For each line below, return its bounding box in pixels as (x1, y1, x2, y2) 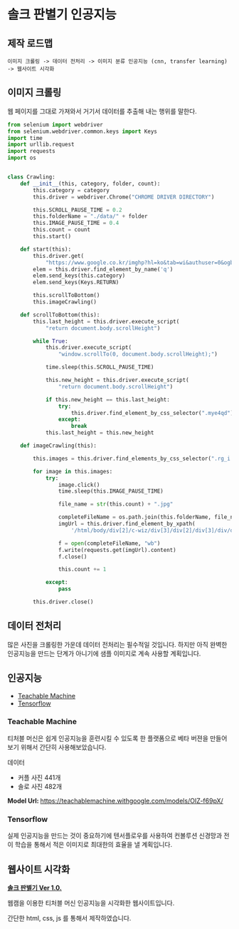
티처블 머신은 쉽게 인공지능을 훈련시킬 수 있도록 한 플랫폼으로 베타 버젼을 (7, 733, 208, 743)
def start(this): (20, 246, 72, 253)
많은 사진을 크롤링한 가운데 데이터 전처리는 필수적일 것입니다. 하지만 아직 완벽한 (7, 640, 228, 648)
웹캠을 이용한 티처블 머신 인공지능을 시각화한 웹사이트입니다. (7, 898, 175, 907)
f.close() (58, 553, 87, 561)
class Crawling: (7, 174, 55, 181)
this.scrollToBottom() (33, 292, 100, 299)
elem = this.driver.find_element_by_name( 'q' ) (33, 266, 174, 273)
